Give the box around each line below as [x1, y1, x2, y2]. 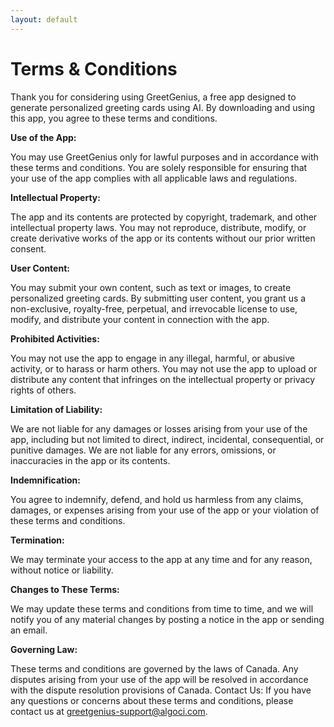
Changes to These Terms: [10, 583, 120, 595]
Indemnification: [10, 474, 81, 486]
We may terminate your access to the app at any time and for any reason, [10, 553, 313, 565]
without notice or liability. [10, 564, 114, 576]
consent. [10, 242, 47, 255]
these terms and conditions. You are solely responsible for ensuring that [10, 161, 308, 173]
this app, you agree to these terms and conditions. [10, 112, 218, 124]
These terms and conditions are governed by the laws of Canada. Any [10, 662, 299, 675]
